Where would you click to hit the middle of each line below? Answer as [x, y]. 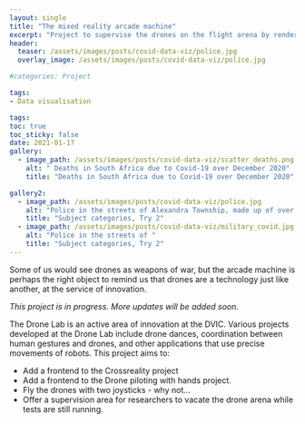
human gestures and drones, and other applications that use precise [137, 343]
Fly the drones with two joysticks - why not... [106, 389]
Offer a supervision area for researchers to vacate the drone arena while [157, 399]
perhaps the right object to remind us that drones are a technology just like [149, 279]
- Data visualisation [50, 101]
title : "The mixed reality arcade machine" [93, 26]
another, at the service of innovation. [78, 289]
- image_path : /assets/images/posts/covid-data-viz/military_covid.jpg [156, 227]
